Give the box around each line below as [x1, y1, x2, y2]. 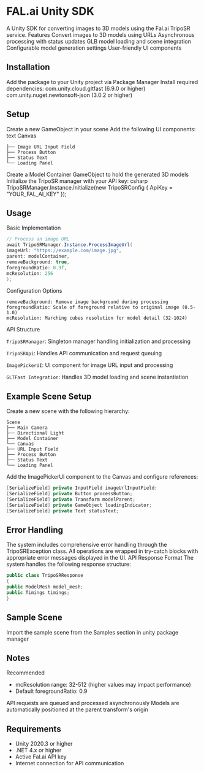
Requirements [6, 724, 61, 734]
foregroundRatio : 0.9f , [6, 264, 67, 271]
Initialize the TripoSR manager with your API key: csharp [6, 177, 148, 185]
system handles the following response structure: [6, 560, 131, 568]
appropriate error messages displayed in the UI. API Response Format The [6, 554, 194, 562]
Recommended [6, 669, 45, 676]
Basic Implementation [6, 224, 61, 231]
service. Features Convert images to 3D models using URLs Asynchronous [6, 31, 195, 38]
